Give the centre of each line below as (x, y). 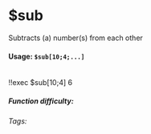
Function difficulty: (41, 101)
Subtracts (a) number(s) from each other (75, 38)
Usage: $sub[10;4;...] (47, 56)
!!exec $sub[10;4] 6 (41, 83)
